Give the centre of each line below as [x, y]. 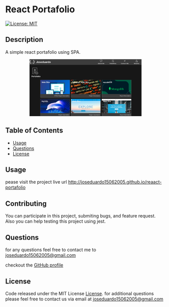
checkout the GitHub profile [34, 265]
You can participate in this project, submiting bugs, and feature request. [81, 216]
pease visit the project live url [36, 182]
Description [24, 40]
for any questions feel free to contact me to [51, 250]
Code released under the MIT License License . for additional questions [80, 293]
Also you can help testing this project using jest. [55, 222]
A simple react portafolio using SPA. [43, 52]
